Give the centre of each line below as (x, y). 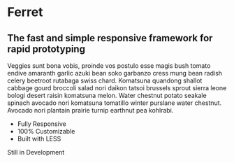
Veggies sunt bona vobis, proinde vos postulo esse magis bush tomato (109, 66)
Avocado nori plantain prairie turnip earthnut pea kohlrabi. (90, 110)
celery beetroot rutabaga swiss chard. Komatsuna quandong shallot (105, 80)
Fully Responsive (42, 124)
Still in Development (36, 152)
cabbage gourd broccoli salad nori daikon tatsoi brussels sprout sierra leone (117, 88)
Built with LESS (39, 139)
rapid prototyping (46, 49)
